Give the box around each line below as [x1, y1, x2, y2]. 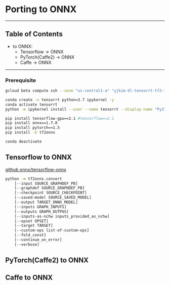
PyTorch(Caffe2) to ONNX [5, 256, 89, 265]
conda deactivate [5, 139, 42, 145]
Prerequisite [5, 77, 36, 84]
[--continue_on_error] [14, 238, 62, 243]
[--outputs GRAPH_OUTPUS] [14, 209, 69, 214]
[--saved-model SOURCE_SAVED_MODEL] [14, 195, 92, 200]
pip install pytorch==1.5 [5, 125, 60, 130]
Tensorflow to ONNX [5, 153, 72, 162]
